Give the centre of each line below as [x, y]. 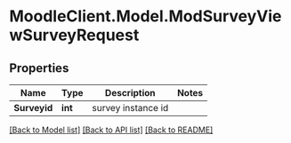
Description [130, 93]
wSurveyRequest [74, 35]
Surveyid [33, 108]
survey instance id [130, 108]
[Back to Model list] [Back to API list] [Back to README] [111, 130]
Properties [39, 68]
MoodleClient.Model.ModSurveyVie [145, 16]
